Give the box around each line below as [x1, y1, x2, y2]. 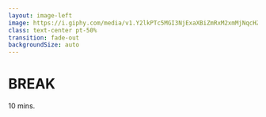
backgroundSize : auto [8, 41, 80, 49]
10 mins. [8, 101, 36, 111]
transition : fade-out [8, 33, 80, 42]
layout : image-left [8, 11, 73, 20]
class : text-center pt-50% [8, 26, 97, 34]
